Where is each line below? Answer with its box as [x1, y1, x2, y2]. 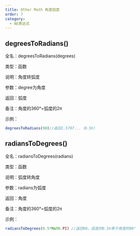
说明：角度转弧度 [5, 74, 40, 80]
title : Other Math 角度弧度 [5, 7, 60, 12]
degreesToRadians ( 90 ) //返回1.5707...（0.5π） [5, 126, 98, 131]
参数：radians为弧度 [5, 185, 46, 191]
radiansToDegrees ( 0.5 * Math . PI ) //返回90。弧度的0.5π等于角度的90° [5, 226, 137, 231]
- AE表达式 [9, 21, 30, 26]
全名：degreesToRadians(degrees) [5, 53, 75, 59]
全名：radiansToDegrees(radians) [5, 153, 73, 159]
